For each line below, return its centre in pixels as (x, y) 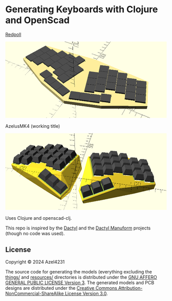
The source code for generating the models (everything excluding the (79, 272)
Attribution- (131, 288)
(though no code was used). (35, 234)
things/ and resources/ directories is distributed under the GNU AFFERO (81, 277)
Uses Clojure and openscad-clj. (39, 218)
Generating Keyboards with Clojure (82, 9)
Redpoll (13, 34)
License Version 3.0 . (86, 293)
